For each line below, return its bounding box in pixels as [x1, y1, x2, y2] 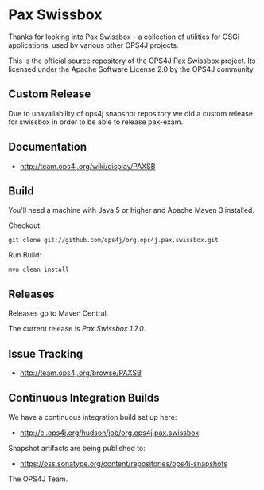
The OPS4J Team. [8, 474, 68, 484]
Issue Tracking [8, 347, 83, 360]
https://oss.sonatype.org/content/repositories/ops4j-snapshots [19, 458, 228, 468]
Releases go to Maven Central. [8, 308, 109, 318]
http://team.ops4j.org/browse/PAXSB [19, 368, 142, 378]
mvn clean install [8, 265, 69, 274]
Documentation [8, 140, 87, 154]
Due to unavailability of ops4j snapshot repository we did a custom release [8, 108, 253, 118]
